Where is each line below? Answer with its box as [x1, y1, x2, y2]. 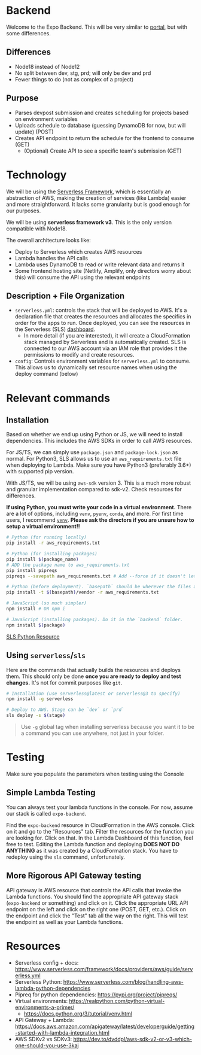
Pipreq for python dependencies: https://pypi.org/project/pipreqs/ [14, 991, 178, 998]
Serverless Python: [14, 978, 62, 985]
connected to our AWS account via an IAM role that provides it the [23, 345, 187, 352]
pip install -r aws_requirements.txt [6, 540, 100, 546]
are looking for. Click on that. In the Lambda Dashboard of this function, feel [6, 834, 193, 841]
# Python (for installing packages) [6, 551, 98, 557]
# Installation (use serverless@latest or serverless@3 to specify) [6, 691, 181, 697]
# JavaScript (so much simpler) [6, 600, 87, 606]
